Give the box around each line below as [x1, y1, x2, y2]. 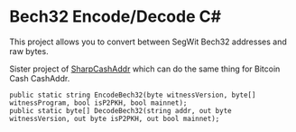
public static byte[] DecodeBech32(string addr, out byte [9, 106, 232, 115]
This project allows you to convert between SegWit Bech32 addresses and [9, 36, 287, 47]
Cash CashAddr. [9, 72, 70, 83]
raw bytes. [9, 45, 49, 56]
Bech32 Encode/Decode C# [9, 6, 222, 27]
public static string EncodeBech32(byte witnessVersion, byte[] [9, 90, 256, 99]
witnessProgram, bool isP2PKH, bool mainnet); [9, 98, 188, 108]
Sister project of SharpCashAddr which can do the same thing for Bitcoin [9, 63, 281, 74]
